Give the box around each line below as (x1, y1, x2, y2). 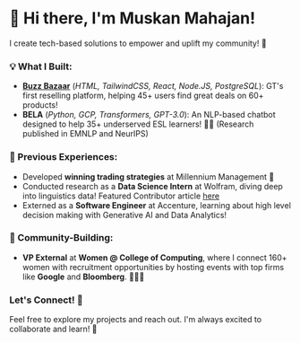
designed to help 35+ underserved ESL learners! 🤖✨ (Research (21, 119, 254, 129)
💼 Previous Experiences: (9, 151, 118, 163)
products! (21, 100, 58, 110)
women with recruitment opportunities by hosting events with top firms (21, 261, 285, 272)
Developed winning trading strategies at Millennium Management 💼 (21, 171, 275, 182)
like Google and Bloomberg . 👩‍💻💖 (21, 271, 145, 282)
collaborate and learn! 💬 (9, 323, 98, 335)
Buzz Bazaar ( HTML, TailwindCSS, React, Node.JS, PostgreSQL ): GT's (21, 81, 284, 92)
